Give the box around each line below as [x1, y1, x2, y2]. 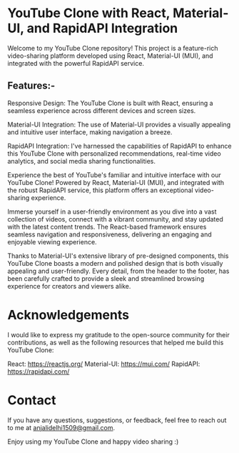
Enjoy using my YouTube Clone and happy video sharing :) [7, 437, 179, 446]
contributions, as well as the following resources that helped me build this [7, 338, 224, 347]
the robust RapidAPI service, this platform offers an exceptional [7, 186, 194, 194]
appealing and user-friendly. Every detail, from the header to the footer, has [7, 267, 230, 275]
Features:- [7, 80, 56, 92]
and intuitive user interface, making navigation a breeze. [7, 127, 173, 136]
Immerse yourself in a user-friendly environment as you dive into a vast [7, 207, 217, 216]
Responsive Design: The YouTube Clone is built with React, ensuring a [7, 99, 213, 107]
